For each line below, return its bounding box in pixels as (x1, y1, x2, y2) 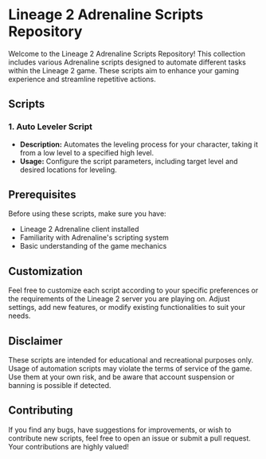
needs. (8, 311, 31, 320)
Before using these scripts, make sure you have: (8, 209, 166, 218)
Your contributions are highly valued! (8, 441, 130, 451)
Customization (8, 265, 84, 278)
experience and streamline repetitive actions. (8, 74, 157, 84)
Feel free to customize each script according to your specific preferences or (8, 285, 259, 296)
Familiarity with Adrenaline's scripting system (19, 233, 170, 242)
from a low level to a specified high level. (19, 147, 154, 157)
